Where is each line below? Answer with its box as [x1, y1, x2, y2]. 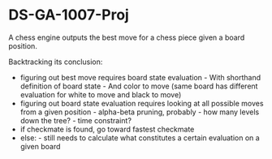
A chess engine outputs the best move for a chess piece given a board [8, 32, 245, 42]
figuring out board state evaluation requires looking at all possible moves [19, 98, 264, 108]
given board [19, 141, 61, 151]
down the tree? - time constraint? [19, 115, 132, 125]
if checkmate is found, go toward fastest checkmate [19, 124, 195, 134]
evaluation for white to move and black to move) [19, 89, 182, 99]
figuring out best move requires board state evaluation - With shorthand [19, 72, 261, 82]
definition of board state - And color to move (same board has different [19, 81, 258, 91]
